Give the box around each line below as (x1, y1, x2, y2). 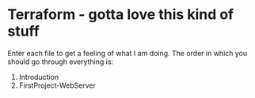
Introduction (18, 72, 59, 81)
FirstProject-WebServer (18, 81, 97, 90)
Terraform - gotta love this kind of (7, 6, 234, 24)
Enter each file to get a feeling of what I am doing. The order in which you (7, 48, 248, 58)
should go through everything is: (7, 57, 114, 66)
